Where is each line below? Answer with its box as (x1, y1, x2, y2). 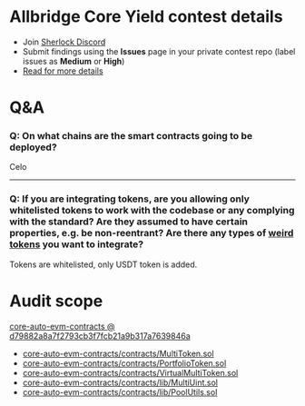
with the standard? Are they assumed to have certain (9, 215, 248, 228)
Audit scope (9, 291, 103, 311)
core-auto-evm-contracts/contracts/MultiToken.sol (22, 348, 215, 359)
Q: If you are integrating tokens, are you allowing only (9, 193, 250, 205)
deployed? (9, 141, 57, 153)
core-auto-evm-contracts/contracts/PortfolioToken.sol (22, 357, 227, 369)
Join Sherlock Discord (22, 36, 106, 47)
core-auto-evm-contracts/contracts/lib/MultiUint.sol (22, 377, 218, 388)
